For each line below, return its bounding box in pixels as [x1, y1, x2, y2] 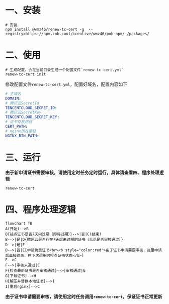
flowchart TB [5, 221, 33, 226]
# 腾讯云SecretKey [5, 110, 42, 115]
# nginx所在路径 [5, 129, 36, 134]
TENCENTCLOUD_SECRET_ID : [5, 105, 57, 111]
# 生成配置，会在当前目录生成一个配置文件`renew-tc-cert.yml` [5, 67, 124, 72]
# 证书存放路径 [5, 119, 33, 125]
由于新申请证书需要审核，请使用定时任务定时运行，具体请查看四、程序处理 [5, 169, 159, 175]
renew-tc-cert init [5, 71, 46, 77]
